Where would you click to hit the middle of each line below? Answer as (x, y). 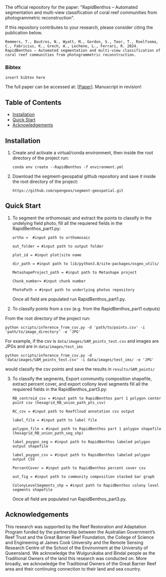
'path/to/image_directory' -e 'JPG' (43, 332)
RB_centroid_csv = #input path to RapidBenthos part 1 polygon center (87, 398)
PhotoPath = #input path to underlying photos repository (73, 290)
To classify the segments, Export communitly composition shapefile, (82, 379)
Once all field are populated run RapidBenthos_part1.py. (69, 299)
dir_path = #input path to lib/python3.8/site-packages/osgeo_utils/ (86, 264)
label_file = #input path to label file (55, 420)
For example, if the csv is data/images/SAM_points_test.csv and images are (82, 341)
